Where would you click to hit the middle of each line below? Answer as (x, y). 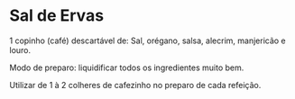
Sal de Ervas (57, 16)
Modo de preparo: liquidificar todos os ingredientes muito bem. (127, 67)
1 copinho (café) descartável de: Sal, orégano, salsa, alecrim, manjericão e (147, 40)
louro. (20, 49)
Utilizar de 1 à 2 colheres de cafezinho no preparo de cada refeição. (135, 85)
